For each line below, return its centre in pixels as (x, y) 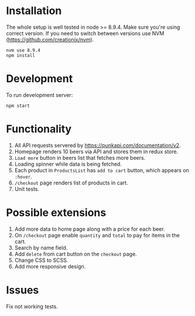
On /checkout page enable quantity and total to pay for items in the (97, 235)
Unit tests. (27, 189)
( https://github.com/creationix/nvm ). (50, 39)
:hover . (23, 176)
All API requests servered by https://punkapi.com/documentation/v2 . (97, 145)
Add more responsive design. (50, 266)
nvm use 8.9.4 (23, 50)
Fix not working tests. (32, 306)
